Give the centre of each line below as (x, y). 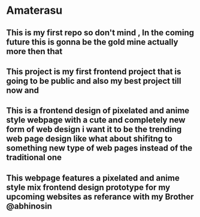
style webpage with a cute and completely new (96, 120)
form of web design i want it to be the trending (94, 129)
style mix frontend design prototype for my (88, 187)
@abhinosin (29, 206)
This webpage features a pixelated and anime (93, 178)
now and (22, 90)
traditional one (34, 157)
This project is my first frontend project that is (94, 72)
